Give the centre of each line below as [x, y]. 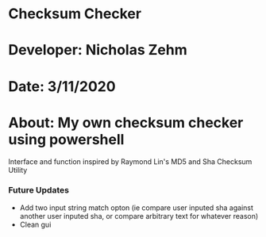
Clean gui [35, 224]
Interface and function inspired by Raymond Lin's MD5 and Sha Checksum [130, 161]
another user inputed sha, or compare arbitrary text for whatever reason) [139, 216]
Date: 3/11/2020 [62, 86]
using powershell [66, 139]
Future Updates [39, 190]
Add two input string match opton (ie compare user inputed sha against [137, 208]
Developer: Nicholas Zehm [98, 50]
